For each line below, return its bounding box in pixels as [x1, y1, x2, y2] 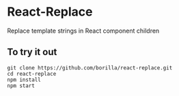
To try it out [7, 46, 57, 58]
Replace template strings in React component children [7, 27, 160, 35]
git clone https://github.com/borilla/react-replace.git [7, 64, 173, 71]
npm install [7, 76, 41, 83]
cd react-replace [7, 70, 57, 77]
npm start [7, 82, 36, 89]
